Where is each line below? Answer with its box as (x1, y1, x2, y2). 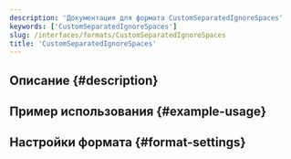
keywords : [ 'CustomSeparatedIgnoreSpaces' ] (9, 22, 178, 31)
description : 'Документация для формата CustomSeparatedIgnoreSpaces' (9, 13, 284, 23)
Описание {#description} (9, 72, 159, 88)
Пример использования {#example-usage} (9, 104, 267, 120)
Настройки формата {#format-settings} (9, 134, 246, 151)
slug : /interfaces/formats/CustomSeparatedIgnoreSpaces (9, 30, 226, 39)
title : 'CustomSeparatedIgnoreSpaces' (9, 38, 157, 48)
